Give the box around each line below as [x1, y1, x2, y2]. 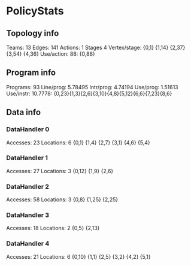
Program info [6, 68, 56, 78]
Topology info [6, 28, 59, 38]
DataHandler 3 [6, 211, 50, 219]
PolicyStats [6, 4, 64, 18]
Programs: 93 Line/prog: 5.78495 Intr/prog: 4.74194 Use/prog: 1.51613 [6, 83, 178, 90]
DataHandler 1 [6, 154, 48, 162]
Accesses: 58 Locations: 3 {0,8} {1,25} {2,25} [6, 196, 119, 203]
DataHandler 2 [6, 182, 50, 191]
